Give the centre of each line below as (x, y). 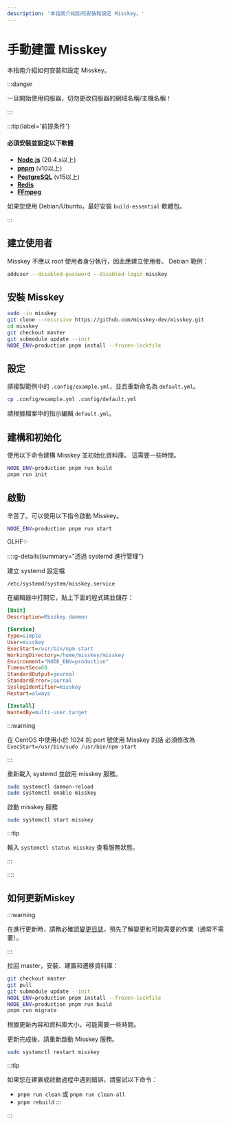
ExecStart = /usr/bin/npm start (51, 649)
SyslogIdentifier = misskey (44, 687)
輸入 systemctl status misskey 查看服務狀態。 (73, 848)
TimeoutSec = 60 (27, 668)
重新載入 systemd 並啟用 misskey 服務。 (64, 773)
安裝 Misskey (36, 297)
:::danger (20, 84)
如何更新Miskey (41, 898)
